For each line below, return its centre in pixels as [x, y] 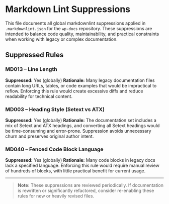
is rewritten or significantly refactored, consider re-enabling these [86, 191]
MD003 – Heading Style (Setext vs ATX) [55, 109]
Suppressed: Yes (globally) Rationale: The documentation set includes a [81, 120]
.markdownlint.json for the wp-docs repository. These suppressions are [79, 28]
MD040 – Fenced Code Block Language [55, 149]
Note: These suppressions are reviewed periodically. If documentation [91, 185]
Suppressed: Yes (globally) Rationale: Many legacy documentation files [80, 80]
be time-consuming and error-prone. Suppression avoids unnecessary [78, 131]
